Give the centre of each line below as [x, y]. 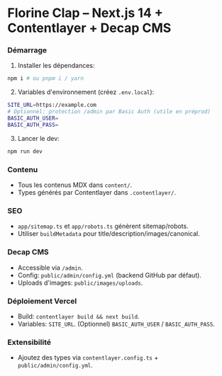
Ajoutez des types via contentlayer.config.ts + [88, 358]
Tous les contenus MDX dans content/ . [75, 185]
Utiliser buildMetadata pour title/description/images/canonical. [109, 234]
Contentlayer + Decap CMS [89, 28]
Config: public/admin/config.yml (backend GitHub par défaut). [110, 275]
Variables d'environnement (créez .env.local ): [86, 92]
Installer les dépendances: [56, 66]
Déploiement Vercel [42, 301]
